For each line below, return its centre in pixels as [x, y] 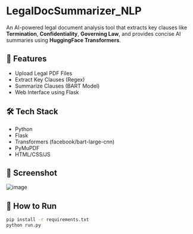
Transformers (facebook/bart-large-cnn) [65, 142]
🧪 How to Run [32, 206]
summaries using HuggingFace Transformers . [63, 40]
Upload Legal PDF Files [43, 73]
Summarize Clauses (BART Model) [57, 86]
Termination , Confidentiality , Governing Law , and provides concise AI [94, 33]
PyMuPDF [27, 148]
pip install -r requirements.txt [48, 220]
